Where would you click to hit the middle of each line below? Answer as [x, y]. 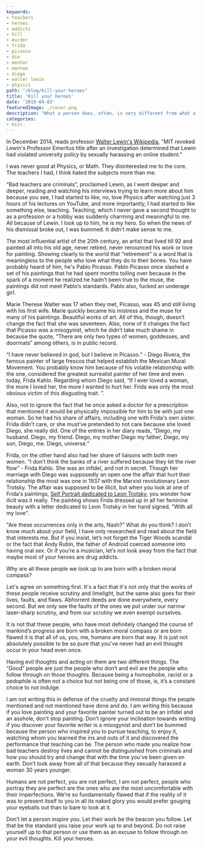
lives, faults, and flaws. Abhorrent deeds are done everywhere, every [92, 600]
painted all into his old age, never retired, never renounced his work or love [100, 248]
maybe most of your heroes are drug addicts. [63, 557]
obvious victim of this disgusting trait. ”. [55, 393]
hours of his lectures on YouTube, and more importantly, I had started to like [101, 204]
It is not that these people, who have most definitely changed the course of [100, 625]
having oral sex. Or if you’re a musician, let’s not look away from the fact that [101, 551]
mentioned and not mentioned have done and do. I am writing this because [100, 706]
